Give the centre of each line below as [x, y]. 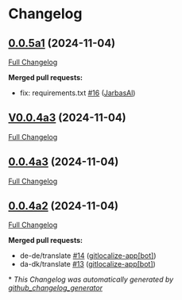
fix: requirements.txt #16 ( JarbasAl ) [77, 93]
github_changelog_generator [56, 288]
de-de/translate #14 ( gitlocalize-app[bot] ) [88, 256]
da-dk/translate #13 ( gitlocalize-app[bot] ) [88, 264]
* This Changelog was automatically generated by [91, 279]
